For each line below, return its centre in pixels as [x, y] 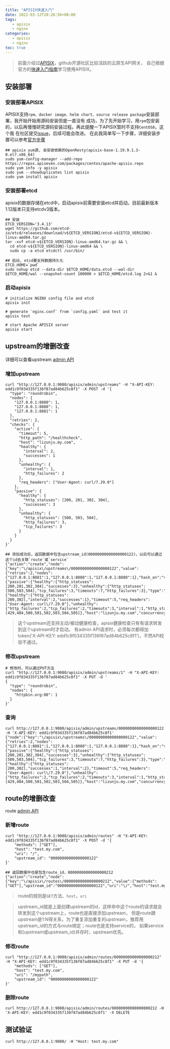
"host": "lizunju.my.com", [47, 443]
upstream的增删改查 [37, 346]
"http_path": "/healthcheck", [50, 438]
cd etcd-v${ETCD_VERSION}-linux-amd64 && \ [56, 246]
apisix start [19, 329]
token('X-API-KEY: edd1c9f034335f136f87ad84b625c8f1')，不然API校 [91, 636]
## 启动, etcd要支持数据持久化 [34, 260]
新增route [17, 825]
